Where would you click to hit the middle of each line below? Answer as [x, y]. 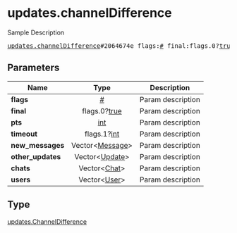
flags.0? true [102, 111]
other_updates [36, 156]
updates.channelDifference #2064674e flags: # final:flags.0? [114, 46]
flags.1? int [102, 134]
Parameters [34, 68]
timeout [24, 134]
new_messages [38, 145]
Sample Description [36, 32]
